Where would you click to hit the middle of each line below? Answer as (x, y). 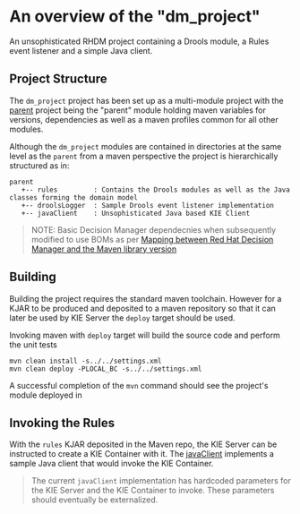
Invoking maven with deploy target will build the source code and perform (145, 335)
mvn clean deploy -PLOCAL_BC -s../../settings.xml (106, 369)
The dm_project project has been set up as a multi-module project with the (146, 100)
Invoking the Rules (62, 423)
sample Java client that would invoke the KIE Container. (111, 464)
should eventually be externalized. (94, 500)
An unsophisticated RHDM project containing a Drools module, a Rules (139, 41)
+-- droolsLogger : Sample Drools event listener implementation (148, 205)
